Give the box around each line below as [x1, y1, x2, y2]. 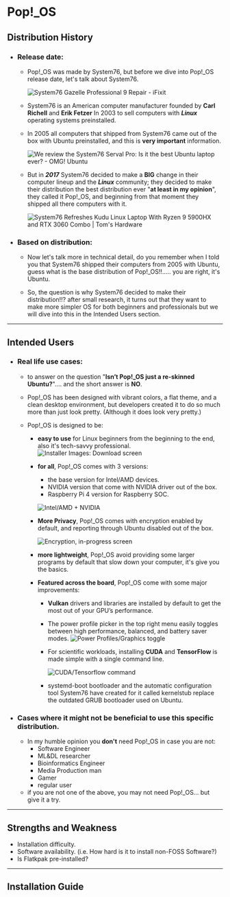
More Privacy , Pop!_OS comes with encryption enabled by [37, 516, 203, 525]
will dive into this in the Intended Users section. [27, 310, 161, 318]
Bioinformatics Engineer [37, 759, 105, 767]
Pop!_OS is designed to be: [27, 421, 104, 429]
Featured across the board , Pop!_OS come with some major [37, 578, 207, 587]
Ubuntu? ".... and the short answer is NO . [27, 380, 142, 388]
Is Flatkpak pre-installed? [16, 854, 89, 863]
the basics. [37, 565, 69, 573]
